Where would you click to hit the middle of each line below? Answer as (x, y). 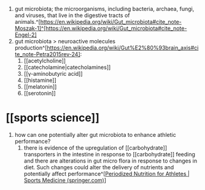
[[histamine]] (40, 80)
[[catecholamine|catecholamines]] (67, 67)
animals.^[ (27, 22)
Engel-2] (26, 35)
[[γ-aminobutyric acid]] (53, 74)
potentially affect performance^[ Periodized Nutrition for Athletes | (106, 174)
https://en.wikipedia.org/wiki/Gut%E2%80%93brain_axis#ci (123, 48)
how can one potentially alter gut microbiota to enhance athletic (95, 134)
